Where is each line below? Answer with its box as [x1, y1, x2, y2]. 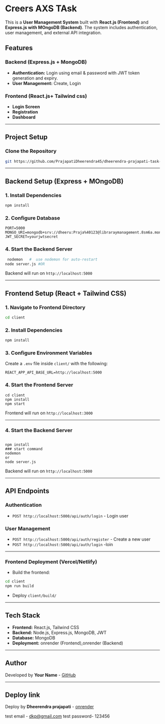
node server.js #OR [5, 261, 45, 266]
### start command [5, 447, 43, 452]
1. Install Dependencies [5, 192, 62, 199]
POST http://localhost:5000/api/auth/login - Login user [12, 513, 129, 519]
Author [5, 659, 27, 667]
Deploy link [5, 691, 40, 699]
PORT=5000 [5, 226, 26, 231]
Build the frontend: [12, 570, 50, 576]
